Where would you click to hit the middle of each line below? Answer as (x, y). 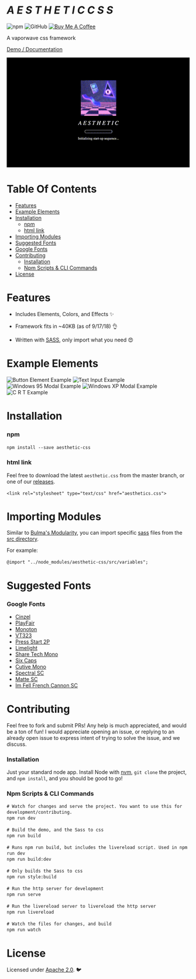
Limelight (26, 648)
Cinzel (23, 616)
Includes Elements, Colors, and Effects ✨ (64, 314)
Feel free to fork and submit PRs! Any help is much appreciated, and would (97, 725)
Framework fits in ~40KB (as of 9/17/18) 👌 (66, 326)
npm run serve (24, 895)
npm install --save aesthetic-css (49, 448)
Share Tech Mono (37, 654)
